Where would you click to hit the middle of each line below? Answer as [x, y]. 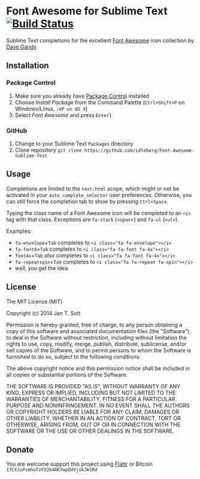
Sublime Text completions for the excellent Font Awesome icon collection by [100, 40]
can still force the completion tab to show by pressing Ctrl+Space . [87, 201]
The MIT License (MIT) [34, 301]
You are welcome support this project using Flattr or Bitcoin [79, 464]
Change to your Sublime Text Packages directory [74, 143]
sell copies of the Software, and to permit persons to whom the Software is [99, 350]
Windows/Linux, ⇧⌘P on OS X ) [51, 109]
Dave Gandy [22, 47]
